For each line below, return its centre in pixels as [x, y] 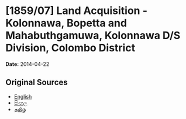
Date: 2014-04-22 [27, 64]
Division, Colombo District [70, 48]
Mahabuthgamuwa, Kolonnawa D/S [93, 36]
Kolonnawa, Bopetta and [66, 23]
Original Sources [37, 83]
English [23, 96]
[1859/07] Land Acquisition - [76, 11]
